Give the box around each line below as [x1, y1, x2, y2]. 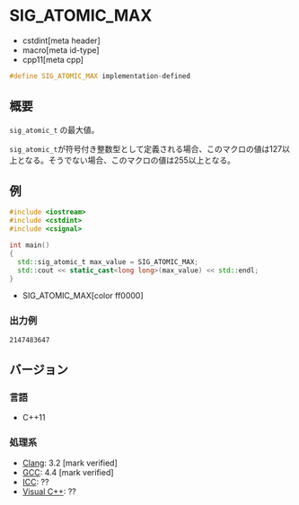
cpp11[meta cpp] [22, 54, 84, 65]
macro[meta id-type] [22, 44, 101, 55]
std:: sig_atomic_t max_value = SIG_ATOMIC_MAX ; [17, 257, 199, 266]
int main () [9, 241, 50, 250]
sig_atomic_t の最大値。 [9, 124, 100, 135]
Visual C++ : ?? [22, 486, 76, 497]
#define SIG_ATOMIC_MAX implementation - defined [9, 71, 191, 81]
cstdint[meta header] [22, 35, 101, 46]
